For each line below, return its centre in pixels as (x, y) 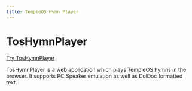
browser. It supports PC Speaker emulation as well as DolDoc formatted (95, 76)
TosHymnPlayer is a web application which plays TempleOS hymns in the (96, 69)
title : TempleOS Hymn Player (42, 12)
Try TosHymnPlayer (31, 58)
